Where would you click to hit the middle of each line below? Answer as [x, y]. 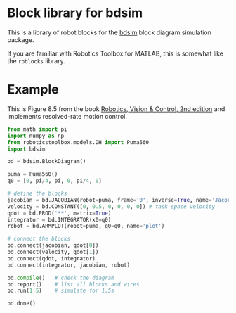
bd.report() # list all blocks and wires [73, 284]
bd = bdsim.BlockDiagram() [47, 162]
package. [21, 39]
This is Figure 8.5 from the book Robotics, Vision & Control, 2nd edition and [116, 109]
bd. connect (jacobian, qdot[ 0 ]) [53, 245]
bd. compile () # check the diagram [61, 278]
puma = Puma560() [33, 174]
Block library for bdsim [75, 13]
